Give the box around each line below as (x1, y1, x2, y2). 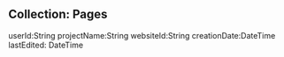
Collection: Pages (8, 7, 108, 22)
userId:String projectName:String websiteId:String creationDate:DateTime (8, 30, 276, 40)
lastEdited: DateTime (8, 39, 84, 50)
